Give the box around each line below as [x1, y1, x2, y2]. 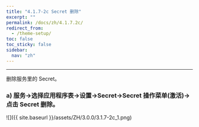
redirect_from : [6, 25, 44, 31]
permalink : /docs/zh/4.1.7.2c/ [6, 19, 84, 25]
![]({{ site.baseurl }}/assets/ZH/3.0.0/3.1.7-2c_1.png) [6, 113, 132, 121]
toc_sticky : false [6, 42, 52, 48]
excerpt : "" [6, 14, 36, 20]
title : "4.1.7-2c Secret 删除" [6, 8, 82, 15]
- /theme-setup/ [11, 31, 52, 37]
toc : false [6, 36, 33, 42]
